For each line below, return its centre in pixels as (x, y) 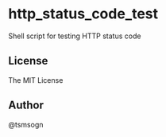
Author (26, 106)
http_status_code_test (83, 14)
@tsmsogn (26, 124)
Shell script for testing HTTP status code (75, 36)
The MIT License (36, 80)
